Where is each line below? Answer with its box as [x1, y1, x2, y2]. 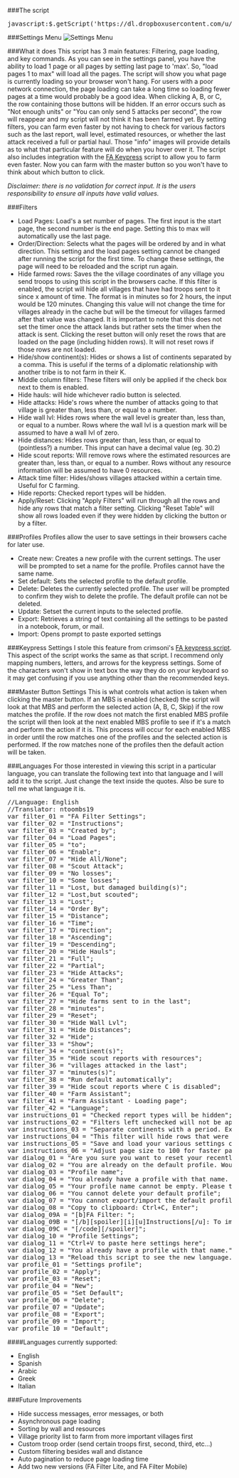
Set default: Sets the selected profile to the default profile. [17, 577, 188, 585]
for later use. [7, 541, 45, 548]
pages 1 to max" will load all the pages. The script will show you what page [7, 70, 227, 78]
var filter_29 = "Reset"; [7, 1011, 98, 1019]
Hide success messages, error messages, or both [17, 1410, 164, 1418]
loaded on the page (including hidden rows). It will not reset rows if [17, 338, 215, 346]
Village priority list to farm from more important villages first [17, 1432, 193, 1440]
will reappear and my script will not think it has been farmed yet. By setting [7, 115, 226, 123]
